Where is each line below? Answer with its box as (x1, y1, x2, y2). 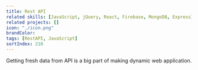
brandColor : (6, 30, 35, 36)
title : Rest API (6, 8, 46, 15)
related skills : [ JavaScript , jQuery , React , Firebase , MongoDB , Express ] (6, 14, 194, 20)
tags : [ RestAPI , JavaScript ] (6, 36, 78, 41)
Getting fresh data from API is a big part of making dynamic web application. (6, 57, 192, 64)
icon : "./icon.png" (6, 24, 54, 31)
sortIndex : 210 (6, 41, 44, 47)
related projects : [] (6, 19, 60, 25)
